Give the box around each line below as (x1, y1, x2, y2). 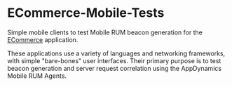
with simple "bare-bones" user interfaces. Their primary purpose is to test (7, 56, 221, 65)
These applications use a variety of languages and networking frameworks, (7, 49, 226, 58)
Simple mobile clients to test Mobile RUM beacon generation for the (7, 28, 203, 36)
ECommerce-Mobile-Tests (7, 5, 165, 21)
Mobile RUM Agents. (7, 72, 67, 80)
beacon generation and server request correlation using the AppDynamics (7, 64, 222, 72)
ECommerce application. (7, 35, 79, 43)
